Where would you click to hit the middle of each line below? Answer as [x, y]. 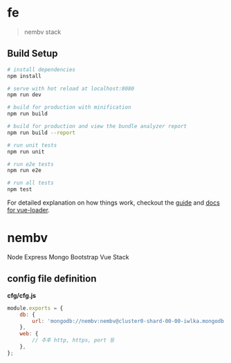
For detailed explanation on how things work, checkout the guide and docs [113, 203]
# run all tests [30, 183]
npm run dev [24, 95]
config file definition [52, 279]
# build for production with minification [69, 108]
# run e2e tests [30, 164]
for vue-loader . [29, 210]
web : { [29, 334]
